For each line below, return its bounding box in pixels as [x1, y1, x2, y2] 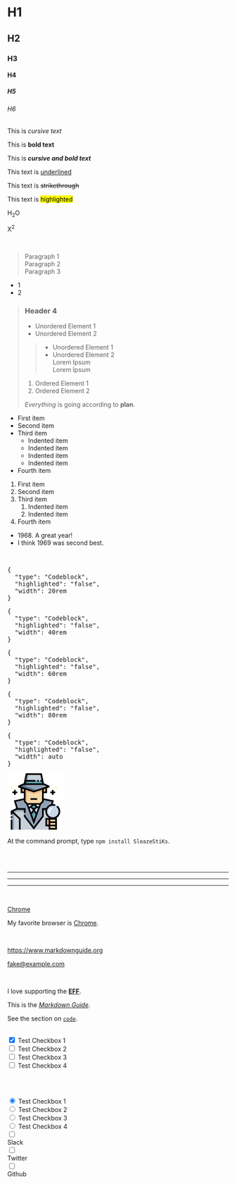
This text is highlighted [7, 195, 73, 203]
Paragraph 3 [24, 267, 61, 276]
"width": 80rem [14, 711, 67, 720]
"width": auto [14, 753, 63, 761]
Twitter [7, 1154, 28, 1163]
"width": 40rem [14, 629, 67, 636]
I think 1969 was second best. [17, 538, 104, 547]
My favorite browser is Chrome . [7, 919, 99, 927]
